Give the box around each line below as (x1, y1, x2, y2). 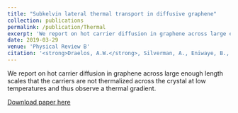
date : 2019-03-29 (7, 37, 59, 44)
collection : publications (7, 17, 84, 24)
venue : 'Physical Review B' (7, 43, 91, 50)
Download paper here (7, 97, 71, 106)
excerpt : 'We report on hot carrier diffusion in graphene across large (7, 30, 227, 37)
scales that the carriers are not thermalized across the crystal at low (7, 76, 207, 85)
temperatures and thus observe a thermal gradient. (7, 84, 157, 93)
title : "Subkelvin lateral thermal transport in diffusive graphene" (7, 10, 217, 18)
